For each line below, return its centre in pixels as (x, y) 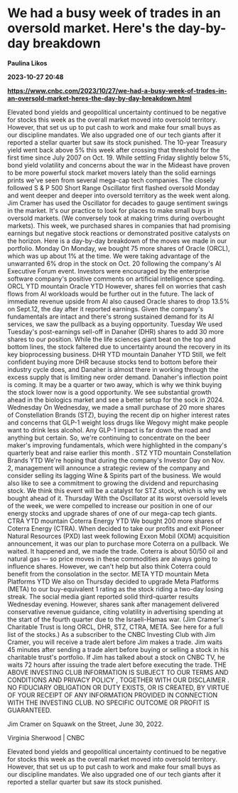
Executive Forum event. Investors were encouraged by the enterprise (109, 271)
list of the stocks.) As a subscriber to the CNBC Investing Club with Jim (111, 634)
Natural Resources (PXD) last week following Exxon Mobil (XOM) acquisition (119, 536)
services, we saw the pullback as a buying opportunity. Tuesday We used (115, 324)
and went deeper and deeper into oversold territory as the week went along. (119, 195)
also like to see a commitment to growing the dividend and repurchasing (113, 483)
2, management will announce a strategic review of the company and (108, 467)
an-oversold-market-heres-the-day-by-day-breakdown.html (99, 98)
